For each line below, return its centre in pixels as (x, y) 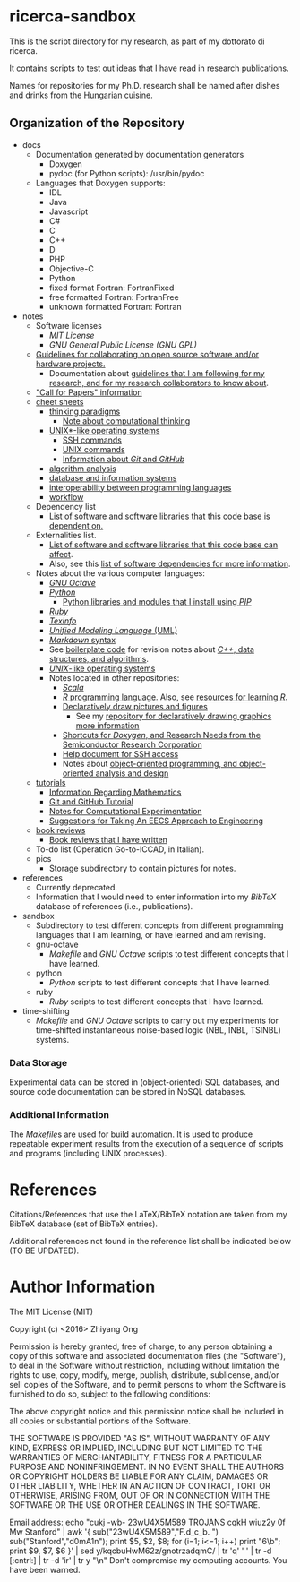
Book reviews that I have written (108, 839)
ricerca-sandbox (73, 17)
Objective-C (71, 268)
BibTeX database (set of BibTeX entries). (84, 1224)
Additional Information (60, 1114)
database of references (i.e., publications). (114, 906)
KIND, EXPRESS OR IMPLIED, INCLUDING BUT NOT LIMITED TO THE (136, 1448)
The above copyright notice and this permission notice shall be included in (146, 1412)
